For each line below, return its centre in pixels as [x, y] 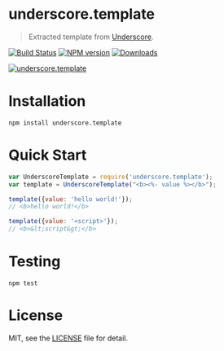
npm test [23, 283]
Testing [35, 262]
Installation [47, 101]
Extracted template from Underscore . [91, 37]
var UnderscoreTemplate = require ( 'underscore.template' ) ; [111, 177]
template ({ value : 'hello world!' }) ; [70, 199]
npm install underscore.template [65, 123]
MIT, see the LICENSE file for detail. [68, 338]
